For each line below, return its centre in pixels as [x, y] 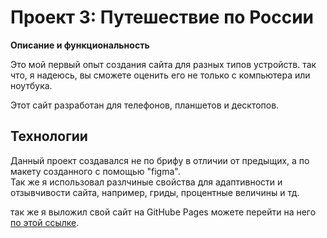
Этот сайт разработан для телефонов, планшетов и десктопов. [145, 105]
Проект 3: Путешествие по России [162, 17]
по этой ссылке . [45, 222]
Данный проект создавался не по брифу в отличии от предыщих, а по [160, 160]
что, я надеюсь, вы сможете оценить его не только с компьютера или [160, 75]
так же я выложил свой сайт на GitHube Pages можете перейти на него [163, 212]
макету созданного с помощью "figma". [95, 171]
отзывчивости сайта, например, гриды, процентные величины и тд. [155, 192]
